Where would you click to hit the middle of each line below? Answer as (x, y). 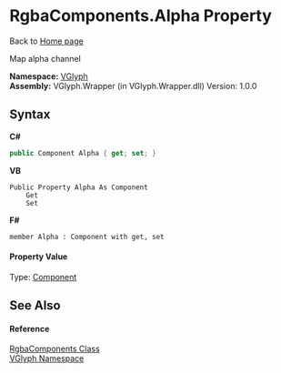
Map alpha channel (45, 58)
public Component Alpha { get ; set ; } (83, 153)
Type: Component (43, 277)
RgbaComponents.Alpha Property (141, 16)
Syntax (30, 115)
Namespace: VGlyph (49, 76)
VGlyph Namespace (47, 358)
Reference (30, 328)
